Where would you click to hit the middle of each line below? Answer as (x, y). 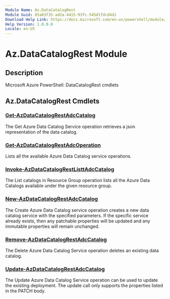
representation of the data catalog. (41, 132)
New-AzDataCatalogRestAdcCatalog (52, 199)
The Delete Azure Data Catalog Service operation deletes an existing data (82, 250)
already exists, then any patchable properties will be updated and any (78, 221)
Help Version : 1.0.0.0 (29, 24)
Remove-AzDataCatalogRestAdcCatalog (56, 240)
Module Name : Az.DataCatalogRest (40, 10)
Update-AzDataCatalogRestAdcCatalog (55, 269)
